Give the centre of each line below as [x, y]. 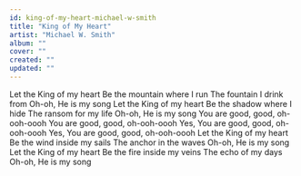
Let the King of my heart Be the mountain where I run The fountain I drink [146, 94]
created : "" [32, 60]
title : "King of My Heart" [60, 26]
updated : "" [32, 69]
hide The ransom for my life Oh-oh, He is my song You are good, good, [142, 113]
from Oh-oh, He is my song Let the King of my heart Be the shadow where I [151, 103]
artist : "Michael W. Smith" [63, 34]
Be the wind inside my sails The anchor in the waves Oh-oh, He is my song [150, 142]
